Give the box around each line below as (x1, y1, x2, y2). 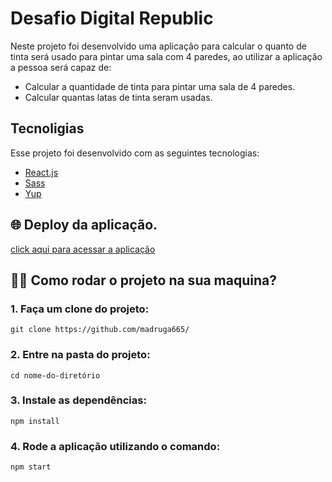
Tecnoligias (10, 120, 85, 137)
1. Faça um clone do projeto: (10, 302, 150, 316)
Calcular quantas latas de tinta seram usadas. (24, 91, 213, 103)
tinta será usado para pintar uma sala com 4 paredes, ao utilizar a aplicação (10, 50, 323, 62)
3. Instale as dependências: (10, 393, 147, 407)
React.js (24, 166, 59, 178)
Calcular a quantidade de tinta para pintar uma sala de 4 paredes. (24, 80, 296, 92)
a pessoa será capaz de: (10, 61, 112, 73)
